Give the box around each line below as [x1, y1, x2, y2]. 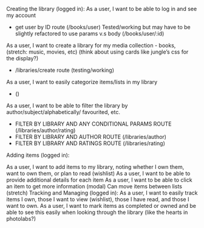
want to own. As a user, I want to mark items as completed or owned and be [6, 202, 196, 209]
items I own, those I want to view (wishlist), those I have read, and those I [6, 196, 189, 203]
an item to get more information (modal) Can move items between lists [6, 183, 182, 190]
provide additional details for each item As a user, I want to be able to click [6, 176, 192, 183]
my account [6, 12, 36, 19]
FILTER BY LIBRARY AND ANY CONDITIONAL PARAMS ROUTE [15, 120, 172, 127]
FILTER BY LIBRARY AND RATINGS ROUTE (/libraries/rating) [15, 140, 166, 147]
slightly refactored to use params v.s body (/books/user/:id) [15, 30, 165, 37]
